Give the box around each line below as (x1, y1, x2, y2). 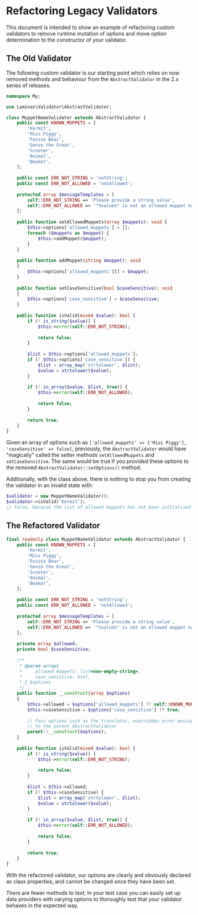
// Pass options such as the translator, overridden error (27, 718, 176, 724)
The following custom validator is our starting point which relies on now (6, 69, 180, 76)
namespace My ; (6, 93, 41, 99)
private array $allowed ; (16, 641, 78, 647)
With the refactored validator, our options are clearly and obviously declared (6, 872, 192, 879)
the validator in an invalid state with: (6, 482, 94, 489)
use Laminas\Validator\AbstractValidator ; (6, 104, 112, 110)
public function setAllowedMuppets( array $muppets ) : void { (16, 219, 167, 225)
